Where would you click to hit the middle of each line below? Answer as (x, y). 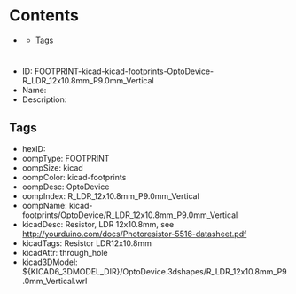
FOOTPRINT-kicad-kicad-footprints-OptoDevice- (124, 71)
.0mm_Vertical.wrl (55, 281)
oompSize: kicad (53, 167)
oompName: (45, 205)
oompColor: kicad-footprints (74, 177)
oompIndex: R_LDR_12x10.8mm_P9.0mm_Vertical (110, 195)
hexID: (34, 148)
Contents (44, 16)
